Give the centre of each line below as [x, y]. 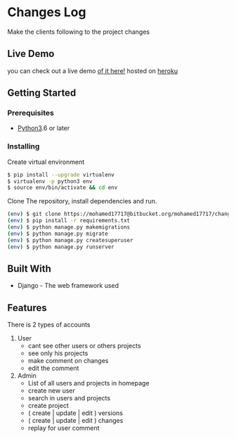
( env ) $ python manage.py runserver [61, 247]
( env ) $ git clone [34, 214]
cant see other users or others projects [85, 346]
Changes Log [47, 12]
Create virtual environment [46, 162]
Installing [24, 146]
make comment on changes [68, 361]
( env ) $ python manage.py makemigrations [69, 227]
